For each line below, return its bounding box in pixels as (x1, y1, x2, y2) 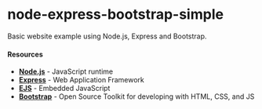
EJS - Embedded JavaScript (18, 84, 111, 93)
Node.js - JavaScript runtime (18, 67, 114, 76)
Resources (7, 49, 44, 59)
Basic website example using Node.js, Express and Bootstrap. (7, 31, 207, 41)
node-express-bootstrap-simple (7, 5, 224, 24)
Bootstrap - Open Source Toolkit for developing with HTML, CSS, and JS (18, 92, 255, 101)
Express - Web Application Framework (18, 75, 144, 85)
